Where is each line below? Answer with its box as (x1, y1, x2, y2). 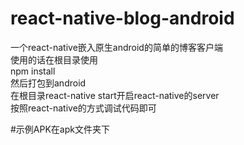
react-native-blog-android (10, 7, 235, 30)
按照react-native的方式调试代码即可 (10, 102, 157, 114)
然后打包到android (10, 77, 87, 89)
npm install (10, 65, 56, 77)
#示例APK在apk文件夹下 (10, 123, 110, 135)
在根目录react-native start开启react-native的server (10, 89, 220, 101)
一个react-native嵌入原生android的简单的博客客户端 (10, 41, 223, 53)
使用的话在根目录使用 (10, 53, 98, 66)
